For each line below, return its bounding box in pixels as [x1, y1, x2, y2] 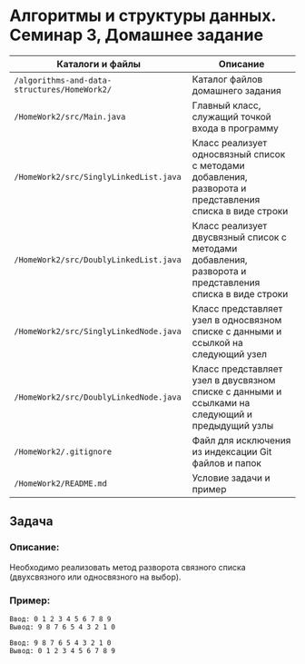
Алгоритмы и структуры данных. [9, 5, 277, 26]
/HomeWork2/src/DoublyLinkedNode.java [14, 391, 182, 402]
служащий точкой [192, 110, 271, 123]
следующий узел [192, 347, 268, 360]
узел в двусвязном [192, 373, 276, 386]
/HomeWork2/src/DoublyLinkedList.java [14, 254, 182, 264]
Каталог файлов [192, 73, 263, 85]
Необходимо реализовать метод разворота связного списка [9, 561, 247, 572]
